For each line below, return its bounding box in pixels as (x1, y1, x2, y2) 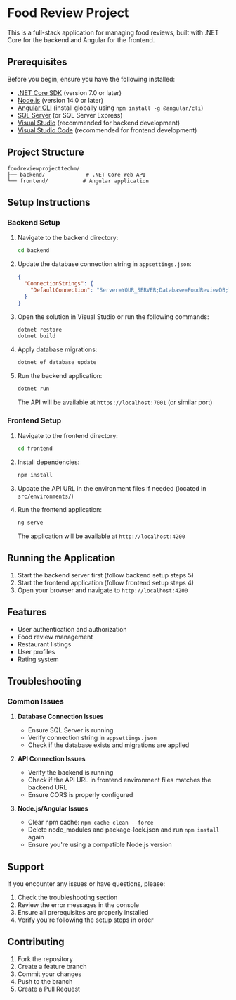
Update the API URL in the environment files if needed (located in (17, 485, 206, 493)
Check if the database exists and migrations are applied (27, 741, 190, 749)
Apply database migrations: (17, 345, 98, 354)
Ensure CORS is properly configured (27, 791, 133, 799)
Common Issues (7, 696, 65, 706)
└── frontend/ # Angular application (7, 177, 150, 185)
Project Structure (7, 146, 84, 158)
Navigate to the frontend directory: (17, 432, 118, 440)
